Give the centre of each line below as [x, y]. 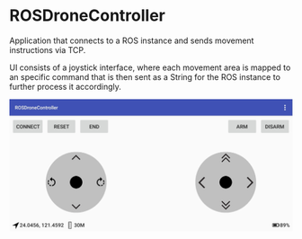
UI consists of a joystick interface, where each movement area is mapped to [150, 67]
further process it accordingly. [65, 86]
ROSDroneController [88, 16]
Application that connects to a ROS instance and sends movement [132, 40]
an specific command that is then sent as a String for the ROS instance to [145, 76]
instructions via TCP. [48, 49]
